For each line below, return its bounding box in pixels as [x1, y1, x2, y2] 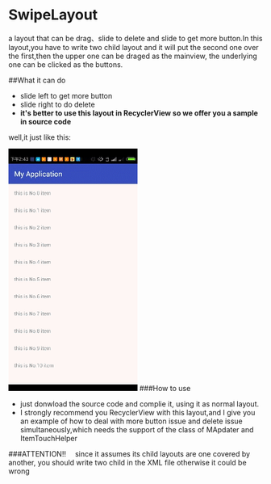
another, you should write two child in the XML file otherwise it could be [8, 457, 248, 467]
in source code [19, 116, 72, 126]
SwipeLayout [8, 6, 98, 24]
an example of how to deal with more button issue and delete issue [19, 416, 244, 426]
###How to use [139, 383, 191, 393]
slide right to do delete [19, 99, 95, 109]
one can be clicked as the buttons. [8, 59, 123, 69]
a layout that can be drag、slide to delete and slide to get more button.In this [8, 33, 263, 43]
